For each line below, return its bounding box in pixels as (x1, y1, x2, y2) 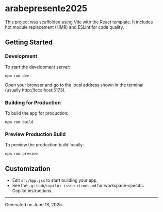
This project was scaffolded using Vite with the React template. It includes (5, 19, 153, 25)
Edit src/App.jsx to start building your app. (12, 177, 98, 183)
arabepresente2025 (5, 3, 87, 14)
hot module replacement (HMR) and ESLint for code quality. (5, 24, 125, 30)
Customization (5, 164, 51, 173)
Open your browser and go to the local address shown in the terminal (5, 82, 144, 88)
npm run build (5, 120, 34, 124)
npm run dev (5, 73, 29, 78)
